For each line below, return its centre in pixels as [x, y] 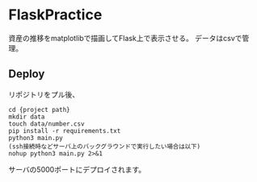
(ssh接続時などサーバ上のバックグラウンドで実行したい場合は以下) [105, 147]
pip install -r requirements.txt [65, 130]
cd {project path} [39, 110]
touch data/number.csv [46, 124]
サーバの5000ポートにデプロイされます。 [77, 169]
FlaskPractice [55, 15]
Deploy [27, 74]
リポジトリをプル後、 [44, 94]
